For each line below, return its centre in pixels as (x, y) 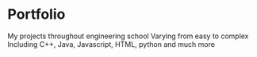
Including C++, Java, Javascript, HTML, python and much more (111, 44)
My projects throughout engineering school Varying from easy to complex (128, 36)
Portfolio (36, 14)
